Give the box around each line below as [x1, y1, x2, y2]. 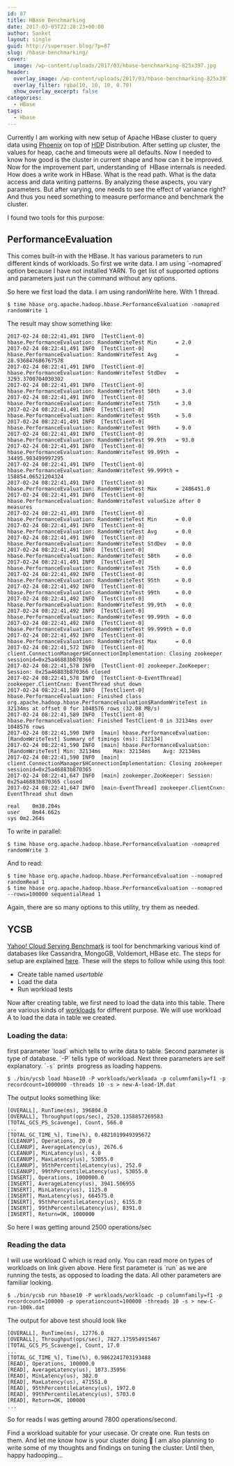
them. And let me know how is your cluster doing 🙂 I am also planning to [7, 1436, 214, 1444]
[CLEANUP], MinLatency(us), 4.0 [7, 1149, 101, 1156]
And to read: [7, 859, 43, 868]
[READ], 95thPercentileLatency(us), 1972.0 [7, 1384, 136, 1391]
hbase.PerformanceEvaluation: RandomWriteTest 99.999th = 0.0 [7, 626, 192, 633]
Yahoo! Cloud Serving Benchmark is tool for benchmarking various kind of [7, 942, 221, 951]
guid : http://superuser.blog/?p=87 [7, 43, 111, 50]
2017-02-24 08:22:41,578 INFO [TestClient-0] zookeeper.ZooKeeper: [7, 663, 210, 670]
